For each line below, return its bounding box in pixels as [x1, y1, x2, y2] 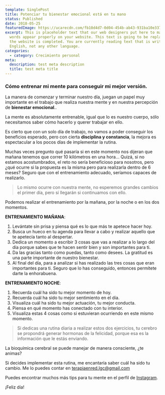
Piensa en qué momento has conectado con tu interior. [12, 305, 124, 311]
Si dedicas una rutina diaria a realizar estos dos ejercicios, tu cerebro [17, 325, 157, 331]
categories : [5, 48, 29, 53]
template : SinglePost [5, 7, 50, 12]
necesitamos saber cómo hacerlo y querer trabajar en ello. [5, 119, 124, 125]
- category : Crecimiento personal [9, 53, 80, 58]
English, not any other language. [9, 44, 80, 49]
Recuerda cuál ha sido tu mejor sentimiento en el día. [12, 295, 120, 301]
